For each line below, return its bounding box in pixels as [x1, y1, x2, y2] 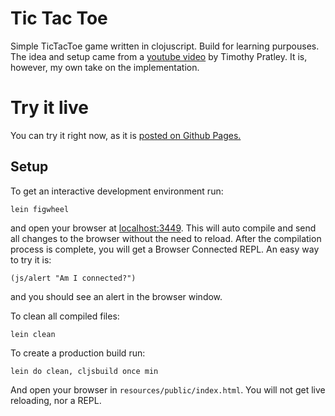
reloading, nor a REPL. [10, 394, 102, 406]
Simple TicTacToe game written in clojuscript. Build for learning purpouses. [10, 40, 320, 52]
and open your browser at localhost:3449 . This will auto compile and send [10, 222, 317, 234]
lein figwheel [10, 204, 70, 214]
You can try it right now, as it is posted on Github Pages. [10, 129, 242, 141]
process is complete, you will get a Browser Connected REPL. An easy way [10, 243, 320, 255]
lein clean [10, 329, 56, 339]
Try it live [10, 97, 90, 119]
